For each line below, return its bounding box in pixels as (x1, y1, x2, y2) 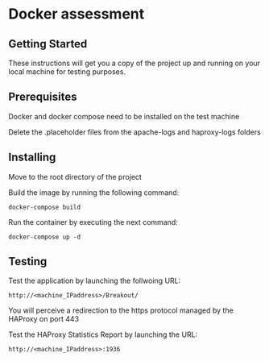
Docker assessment (8, 5, 145, 23)
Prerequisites (8, 90, 77, 104)
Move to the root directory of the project (8, 172, 143, 181)
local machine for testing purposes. (8, 67, 126, 77)
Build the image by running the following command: (8, 187, 180, 197)
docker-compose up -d (8, 233, 81, 241)
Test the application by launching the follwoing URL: (8, 276, 181, 286)
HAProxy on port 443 (8, 314, 79, 324)
